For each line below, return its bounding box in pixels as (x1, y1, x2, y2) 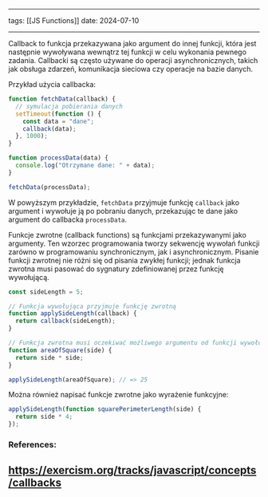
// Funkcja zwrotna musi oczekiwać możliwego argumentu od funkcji (8, 339, 238, 347)
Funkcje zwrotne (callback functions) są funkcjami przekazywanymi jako (8, 230, 247, 239)
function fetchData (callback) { (8, 95, 116, 103)
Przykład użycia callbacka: (8, 80, 97, 89)
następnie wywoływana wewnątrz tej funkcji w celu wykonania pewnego (8, 47, 247, 57)
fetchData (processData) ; (8, 183, 91, 191)
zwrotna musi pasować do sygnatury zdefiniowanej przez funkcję (8, 264, 225, 274)
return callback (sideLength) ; (15, 317, 116, 325)
